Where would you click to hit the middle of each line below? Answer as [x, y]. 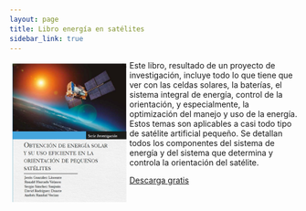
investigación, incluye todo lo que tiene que [211, 75]
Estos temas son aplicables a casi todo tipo [211, 124]
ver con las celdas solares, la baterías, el [206, 85]
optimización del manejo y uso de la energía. [213, 114]
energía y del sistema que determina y [201, 153]
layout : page [34, 19]
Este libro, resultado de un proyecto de [202, 66]
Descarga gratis [159, 180]
